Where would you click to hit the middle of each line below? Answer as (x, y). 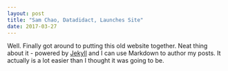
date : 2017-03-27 (32, 26)
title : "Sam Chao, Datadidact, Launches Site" (75, 20)
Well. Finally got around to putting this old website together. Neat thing (107, 46)
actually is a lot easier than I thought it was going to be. (86, 61)
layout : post (26, 13)
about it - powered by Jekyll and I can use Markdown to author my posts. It (114, 53)
